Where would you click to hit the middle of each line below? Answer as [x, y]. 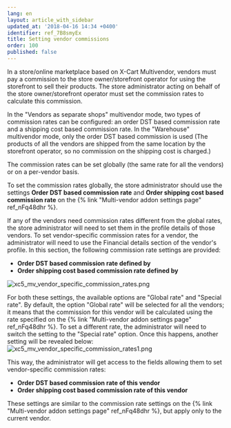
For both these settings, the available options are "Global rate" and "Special [114, 297]
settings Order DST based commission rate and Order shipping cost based [115, 192]
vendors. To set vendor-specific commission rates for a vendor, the [103, 235]
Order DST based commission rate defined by [84, 263]
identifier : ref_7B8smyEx [44, 33]
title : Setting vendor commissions [58, 39]
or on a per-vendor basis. [43, 172]
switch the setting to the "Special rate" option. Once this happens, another [113, 334]
